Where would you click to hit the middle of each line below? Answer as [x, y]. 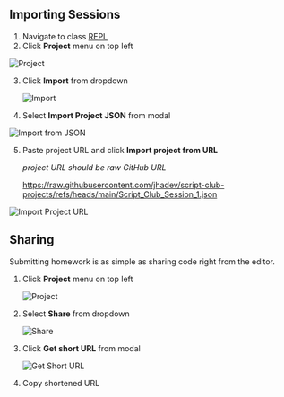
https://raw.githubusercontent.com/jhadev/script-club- [123, 185]
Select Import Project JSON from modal [96, 115]
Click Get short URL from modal [81, 348]
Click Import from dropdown [75, 81]
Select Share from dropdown [76, 314]
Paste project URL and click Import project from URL [120, 150]
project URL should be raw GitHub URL [94, 167]
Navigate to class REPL [65, 36]
